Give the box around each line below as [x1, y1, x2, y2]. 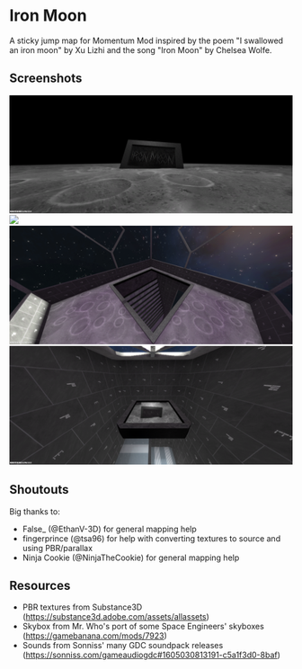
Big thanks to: [9, 505, 60, 517]
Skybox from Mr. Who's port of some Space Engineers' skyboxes [22, 621, 265, 632]
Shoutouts [9, 482, 69, 497]
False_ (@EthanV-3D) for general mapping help [22, 523, 198, 534]
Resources [9, 577, 71, 593]
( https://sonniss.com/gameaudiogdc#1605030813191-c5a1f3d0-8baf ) [22, 649, 281, 661]
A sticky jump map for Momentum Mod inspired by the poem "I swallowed [9, 35, 284, 46]
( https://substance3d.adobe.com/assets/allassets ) [22, 611, 209, 622]
